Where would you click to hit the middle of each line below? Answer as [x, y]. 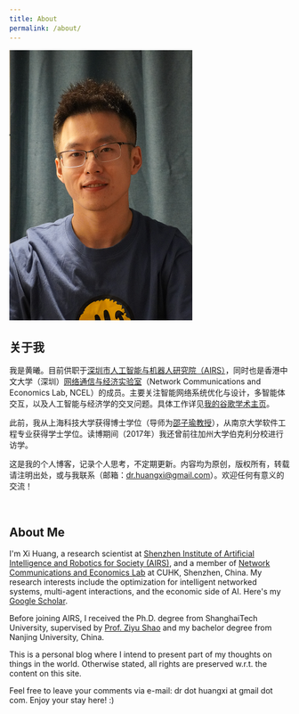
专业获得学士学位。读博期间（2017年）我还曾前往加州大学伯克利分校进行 [150, 434]
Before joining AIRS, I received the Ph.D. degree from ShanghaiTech [133, 619]
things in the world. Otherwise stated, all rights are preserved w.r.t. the [138, 664]
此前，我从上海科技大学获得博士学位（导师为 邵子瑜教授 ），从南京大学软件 [144, 423]
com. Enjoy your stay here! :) [62, 701]
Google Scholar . [39, 601]
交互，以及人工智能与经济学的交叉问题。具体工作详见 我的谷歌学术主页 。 [141, 404]
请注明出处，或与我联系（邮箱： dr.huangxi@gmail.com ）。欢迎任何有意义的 [147, 475]
